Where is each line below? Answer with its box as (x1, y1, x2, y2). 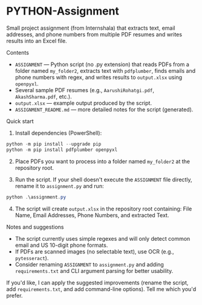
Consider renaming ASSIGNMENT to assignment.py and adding (15, 261, 165, 268)
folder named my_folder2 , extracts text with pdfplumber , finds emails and (15, 67, 195, 74)
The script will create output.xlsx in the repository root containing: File (15, 205, 192, 212)
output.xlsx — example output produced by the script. (15, 99, 152, 107)
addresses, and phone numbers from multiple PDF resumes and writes (6, 30, 183, 38)
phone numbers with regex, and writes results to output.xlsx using (15, 73, 183, 81)
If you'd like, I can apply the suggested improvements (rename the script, (6, 279, 189, 286)
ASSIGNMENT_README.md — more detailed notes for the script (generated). (15, 106, 194, 113)
